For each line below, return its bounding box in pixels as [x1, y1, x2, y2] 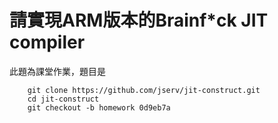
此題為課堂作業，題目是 [9, 65, 106, 77]
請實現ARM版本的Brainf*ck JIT [9, 9, 269, 32]
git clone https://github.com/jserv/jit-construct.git [27, 85, 261, 95]
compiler [9, 31, 86, 54]
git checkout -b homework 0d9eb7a [27, 102, 171, 113]
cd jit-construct [27, 94, 100, 104]
